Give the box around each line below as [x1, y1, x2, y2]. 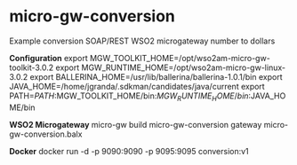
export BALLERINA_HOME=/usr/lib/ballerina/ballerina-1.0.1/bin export [29, 71, 283, 82]
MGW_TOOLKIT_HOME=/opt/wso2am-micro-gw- [89, 52, 271, 63]
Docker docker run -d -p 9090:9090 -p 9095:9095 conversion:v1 [9, 145, 249, 156]
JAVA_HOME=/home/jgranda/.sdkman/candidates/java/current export [9, 81, 265, 91]
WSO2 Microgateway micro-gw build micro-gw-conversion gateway [9, 119, 262, 130]
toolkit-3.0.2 [9, 62, 54, 73]
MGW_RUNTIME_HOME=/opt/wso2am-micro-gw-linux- [81, 62, 286, 73]
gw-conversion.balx [9, 129, 83, 139]
